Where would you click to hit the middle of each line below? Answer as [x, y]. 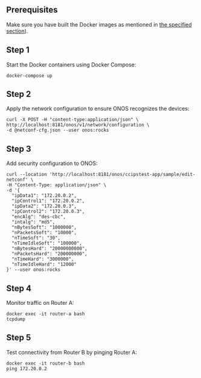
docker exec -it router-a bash [46, 314]
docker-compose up [29, 76]
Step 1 [18, 50]
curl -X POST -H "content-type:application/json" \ [72, 120]
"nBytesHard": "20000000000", [49, 249]
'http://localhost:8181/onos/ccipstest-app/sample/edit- [123, 175]
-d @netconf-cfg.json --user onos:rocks [58, 130]
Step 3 [19, 148]
